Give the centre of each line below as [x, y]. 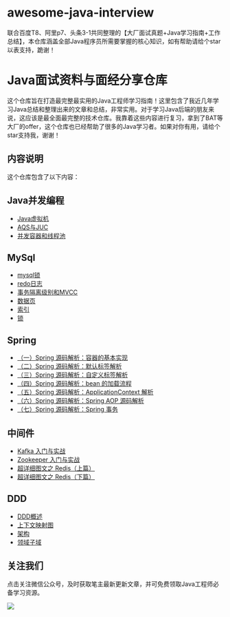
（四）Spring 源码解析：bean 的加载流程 [74, 384]
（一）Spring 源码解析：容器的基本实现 [72, 358]
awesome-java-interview [81, 13]
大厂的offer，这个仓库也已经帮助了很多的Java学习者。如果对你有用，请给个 [114, 126]
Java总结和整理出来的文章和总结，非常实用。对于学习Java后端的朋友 [111, 109]
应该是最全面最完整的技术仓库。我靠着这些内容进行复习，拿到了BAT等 [124, 118]
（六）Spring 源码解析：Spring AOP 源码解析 [80, 401]
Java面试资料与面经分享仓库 [87, 80]
